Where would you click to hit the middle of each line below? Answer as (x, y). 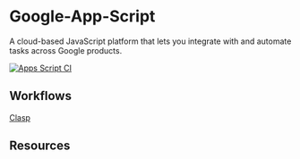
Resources (40, 146)
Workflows (40, 96)
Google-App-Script (82, 17)
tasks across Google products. (66, 50)
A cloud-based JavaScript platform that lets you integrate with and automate (150, 41)
